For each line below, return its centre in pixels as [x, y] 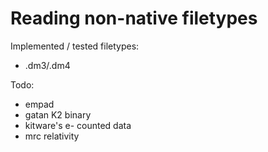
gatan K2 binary [58, 114]
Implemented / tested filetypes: [75, 46]
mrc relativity [52, 136]
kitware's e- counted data [78, 125]
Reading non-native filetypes [134, 18]
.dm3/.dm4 [47, 65]
